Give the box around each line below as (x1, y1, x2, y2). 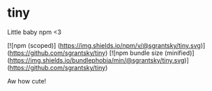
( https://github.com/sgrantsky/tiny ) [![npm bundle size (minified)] (7, 49, 195, 57)
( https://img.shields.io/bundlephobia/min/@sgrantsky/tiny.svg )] (7, 56, 190, 64)
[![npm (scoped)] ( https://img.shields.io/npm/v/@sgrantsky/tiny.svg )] (7, 41, 206, 49)
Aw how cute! (7, 76, 47, 85)
